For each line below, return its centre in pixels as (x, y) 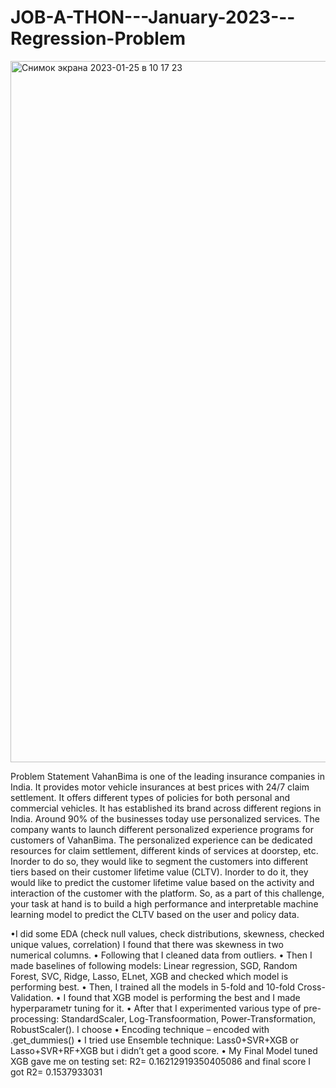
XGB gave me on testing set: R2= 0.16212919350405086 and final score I (161, 1061)
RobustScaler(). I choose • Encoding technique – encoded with (140, 1029)
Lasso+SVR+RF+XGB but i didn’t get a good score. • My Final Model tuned (164, 1050)
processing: (35, 1018)
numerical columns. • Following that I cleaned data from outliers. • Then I (161, 955)
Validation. (32, 997)
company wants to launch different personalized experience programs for (162, 829)
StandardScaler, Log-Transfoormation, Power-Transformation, (188, 1018)
